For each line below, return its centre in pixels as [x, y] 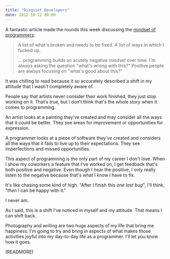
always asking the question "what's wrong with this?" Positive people [91, 66]
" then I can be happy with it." [36, 190]
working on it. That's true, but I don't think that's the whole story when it [81, 102]
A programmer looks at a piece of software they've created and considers [83, 138]
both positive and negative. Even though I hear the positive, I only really [80, 169]
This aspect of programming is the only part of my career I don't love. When [85, 159]
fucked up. [29, 50]
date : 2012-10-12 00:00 [31, 15]
